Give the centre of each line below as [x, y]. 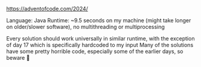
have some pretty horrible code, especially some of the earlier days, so [95, 51]
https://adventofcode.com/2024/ [47, 9]
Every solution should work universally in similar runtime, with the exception [101, 38]
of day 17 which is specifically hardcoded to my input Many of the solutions [100, 45]
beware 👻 [18, 58]
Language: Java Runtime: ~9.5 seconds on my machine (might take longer [99, 20]
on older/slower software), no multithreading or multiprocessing [85, 27]
